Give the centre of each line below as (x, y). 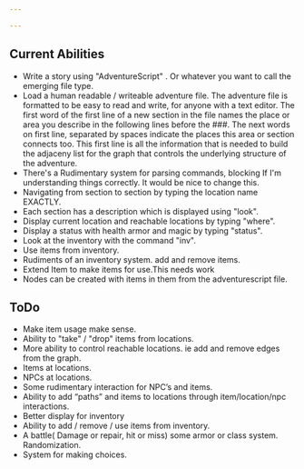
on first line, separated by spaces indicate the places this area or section (158, 134)
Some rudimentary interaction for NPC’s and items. (118, 387)
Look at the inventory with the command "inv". (109, 240)
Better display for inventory (74, 416)
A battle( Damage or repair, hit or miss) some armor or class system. (150, 435)
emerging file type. (58, 85)
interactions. (46, 406)
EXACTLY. (42, 202)
